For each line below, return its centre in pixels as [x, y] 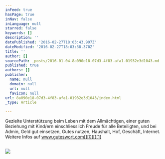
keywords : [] [19, 33]
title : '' [15, 51]
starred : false [21, 28]
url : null [20, 88]
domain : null [23, 84]
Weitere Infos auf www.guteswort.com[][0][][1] [53, 137]
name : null [21, 79]
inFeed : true [19, 10]
